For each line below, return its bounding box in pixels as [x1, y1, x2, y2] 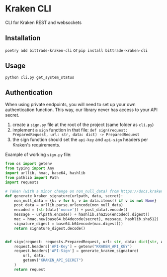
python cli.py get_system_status [5, 75, 75, 80]
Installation [5, 34, 41, 42]
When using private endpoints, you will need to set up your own [5, 102, 136, 108]
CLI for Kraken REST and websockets [5, 19, 82, 25]
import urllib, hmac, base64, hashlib [5, 170, 85, 176]
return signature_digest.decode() [14, 226, 85, 231]
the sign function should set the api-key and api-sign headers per [12, 137, 148, 142]
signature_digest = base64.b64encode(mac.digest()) [14, 221, 123, 226]
